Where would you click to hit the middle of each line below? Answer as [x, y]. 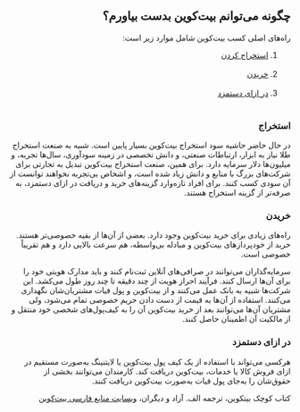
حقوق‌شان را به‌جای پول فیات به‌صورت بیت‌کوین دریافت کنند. [191, 381]
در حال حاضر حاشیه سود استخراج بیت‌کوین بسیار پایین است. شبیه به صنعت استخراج [151, 145]
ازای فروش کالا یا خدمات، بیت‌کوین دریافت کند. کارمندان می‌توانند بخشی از [167, 371]
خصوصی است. [266, 254]
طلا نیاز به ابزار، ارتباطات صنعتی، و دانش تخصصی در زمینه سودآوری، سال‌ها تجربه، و [151, 155]
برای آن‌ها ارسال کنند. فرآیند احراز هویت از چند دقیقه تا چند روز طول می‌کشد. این [157, 281]
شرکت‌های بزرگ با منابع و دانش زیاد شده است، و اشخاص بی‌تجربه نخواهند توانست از [150, 173]
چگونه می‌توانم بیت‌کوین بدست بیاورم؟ [196, 17]
